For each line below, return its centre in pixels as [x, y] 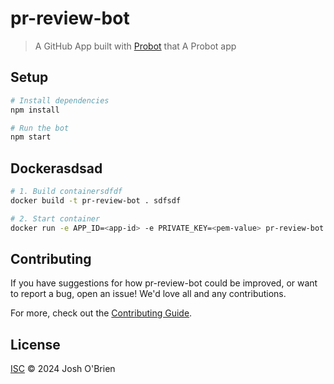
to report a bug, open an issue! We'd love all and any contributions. [148, 294]
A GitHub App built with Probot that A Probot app [135, 46]
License [35, 344]
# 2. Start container [55, 218]
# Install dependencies [60, 100]
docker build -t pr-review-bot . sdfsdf [96, 200]
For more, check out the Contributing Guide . [101, 313]
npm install [35, 110]
